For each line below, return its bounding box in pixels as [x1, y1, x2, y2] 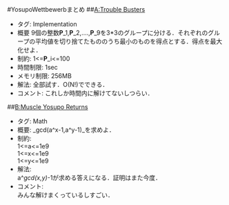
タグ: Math [17, 117, 48, 125]
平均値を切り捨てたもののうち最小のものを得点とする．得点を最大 [34, 37, 223, 46]
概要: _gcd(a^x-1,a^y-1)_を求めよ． [17, 126, 115, 134]
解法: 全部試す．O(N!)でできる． [17, 81, 109, 88]
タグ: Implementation [17, 20, 77, 28]
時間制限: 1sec [17, 64, 59, 71]
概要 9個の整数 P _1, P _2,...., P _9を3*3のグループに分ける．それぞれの [17, 29, 208, 37]
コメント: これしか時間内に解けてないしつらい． [17, 89, 154, 97]
